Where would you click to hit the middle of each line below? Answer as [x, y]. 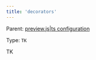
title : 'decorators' [32, 12]
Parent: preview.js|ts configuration [48, 29]
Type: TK [17, 40]
